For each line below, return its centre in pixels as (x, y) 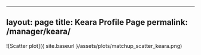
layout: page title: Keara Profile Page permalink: (97, 22)
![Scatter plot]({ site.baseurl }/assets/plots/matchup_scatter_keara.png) (94, 46)
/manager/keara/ (38, 32)
